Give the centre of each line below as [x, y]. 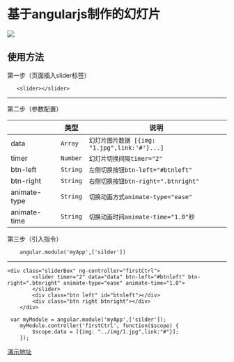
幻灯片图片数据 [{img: [122, 140]
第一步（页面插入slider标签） [49, 75]
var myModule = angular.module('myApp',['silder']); [88, 320]
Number [71, 158]
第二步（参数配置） [35, 109]
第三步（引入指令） [35, 239]
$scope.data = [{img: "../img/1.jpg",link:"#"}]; [106, 331]
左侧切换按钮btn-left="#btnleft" [141, 170]
